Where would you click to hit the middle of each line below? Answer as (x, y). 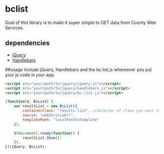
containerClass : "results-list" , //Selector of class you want (88, 111)
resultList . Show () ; (42, 138)
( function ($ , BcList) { (29, 102)
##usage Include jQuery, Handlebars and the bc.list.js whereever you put (79, 69)
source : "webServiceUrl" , (49, 115)
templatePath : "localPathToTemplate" (61, 120)
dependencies (27, 43)
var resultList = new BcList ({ (46, 106)
